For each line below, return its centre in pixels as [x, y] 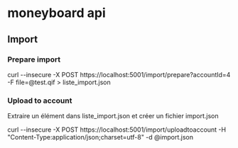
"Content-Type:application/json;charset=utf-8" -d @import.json [101, 137]
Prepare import [34, 59]
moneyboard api [57, 13]
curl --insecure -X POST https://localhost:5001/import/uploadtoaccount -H [117, 130]
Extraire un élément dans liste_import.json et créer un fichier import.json [113, 116]
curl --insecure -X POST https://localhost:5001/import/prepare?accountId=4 [119, 74]
